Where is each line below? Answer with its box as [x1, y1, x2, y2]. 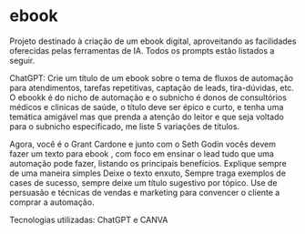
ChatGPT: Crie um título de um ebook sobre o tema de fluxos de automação [9, 72, 294, 83]
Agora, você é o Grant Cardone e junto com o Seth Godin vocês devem [9, 138, 276, 149]
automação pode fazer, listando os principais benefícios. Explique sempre [9, 158, 287, 168]
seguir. [9, 55, 36, 66]
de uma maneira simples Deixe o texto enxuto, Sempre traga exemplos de [9, 168, 287, 178]
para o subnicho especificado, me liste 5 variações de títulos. [9, 120, 239, 132]
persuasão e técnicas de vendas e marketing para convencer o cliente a [9, 187, 280, 198]
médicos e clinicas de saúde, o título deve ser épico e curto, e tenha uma [9, 101, 284, 112]
